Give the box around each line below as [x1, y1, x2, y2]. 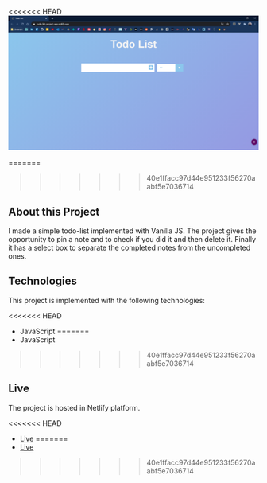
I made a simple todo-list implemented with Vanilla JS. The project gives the [8, 226, 257, 236]
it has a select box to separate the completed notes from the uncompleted [8, 243, 251, 253]
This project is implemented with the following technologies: [8, 295, 205, 305]
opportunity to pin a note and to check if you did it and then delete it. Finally [8, 235, 257, 244]
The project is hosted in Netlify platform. [8, 403, 141, 412]
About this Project [8, 204, 100, 218]
